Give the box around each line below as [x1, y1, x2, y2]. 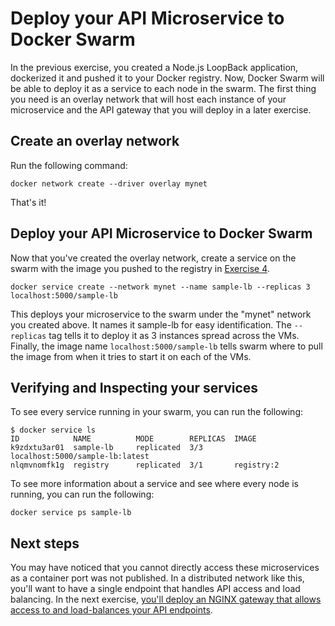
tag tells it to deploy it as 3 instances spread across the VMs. [48, 329, 300, 341]
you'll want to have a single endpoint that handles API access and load [10, 583, 301, 595]
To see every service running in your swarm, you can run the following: [10, 406, 304, 418]
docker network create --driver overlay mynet [10, 178, 208, 189]
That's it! [10, 196, 47, 208]
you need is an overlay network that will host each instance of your [10, 93, 287, 105]
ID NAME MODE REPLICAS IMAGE [10, 434, 257, 444]
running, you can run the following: [10, 488, 155, 501]
